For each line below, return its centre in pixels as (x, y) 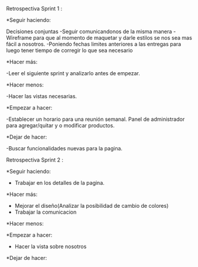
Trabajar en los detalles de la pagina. (59, 183)
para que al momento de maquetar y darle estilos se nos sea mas (113, 38)
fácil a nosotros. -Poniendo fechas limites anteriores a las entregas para (94, 44)
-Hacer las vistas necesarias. (42, 96)
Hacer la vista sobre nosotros (51, 246)
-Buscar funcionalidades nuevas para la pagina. (64, 148)
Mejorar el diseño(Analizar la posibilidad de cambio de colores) (92, 206)
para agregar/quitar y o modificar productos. (61, 126)
